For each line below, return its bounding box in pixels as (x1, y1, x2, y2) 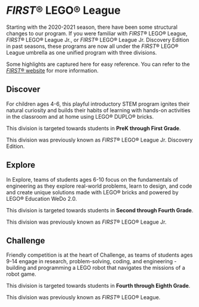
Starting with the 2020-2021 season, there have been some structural (6, 23, 178, 31)
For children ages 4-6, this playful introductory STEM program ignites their (6, 100, 190, 107)
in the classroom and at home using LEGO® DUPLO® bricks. (6, 113, 154, 120)
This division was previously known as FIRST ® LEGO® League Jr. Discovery (6, 136, 193, 143)
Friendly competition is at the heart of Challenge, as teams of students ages (6, 251, 193, 258)
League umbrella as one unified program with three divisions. (6, 49, 157, 56)
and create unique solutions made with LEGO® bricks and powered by (6, 188, 179, 195)
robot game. (6, 270, 36, 278)
